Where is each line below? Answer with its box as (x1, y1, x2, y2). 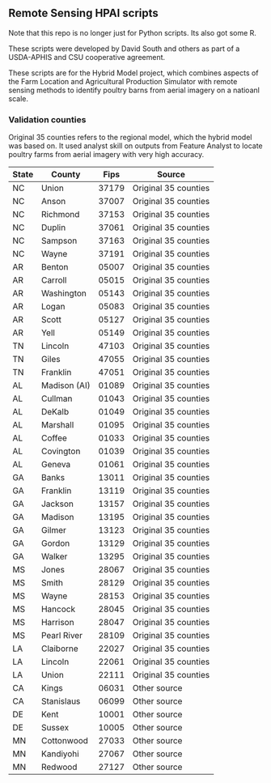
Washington (40, 287, 87, 299)
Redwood (40, 761, 78, 772)
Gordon (40, 538, 70, 549)
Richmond (40, 209, 80, 220)
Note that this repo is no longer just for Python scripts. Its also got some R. (8, 28, 257, 37)
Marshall (40, 419, 74, 431)
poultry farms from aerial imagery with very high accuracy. (8, 150, 205, 160)
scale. (8, 93, 28, 104)
